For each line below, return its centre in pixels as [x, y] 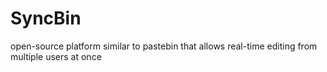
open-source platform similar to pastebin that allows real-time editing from [164, 46]
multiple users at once [56, 56]
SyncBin [46, 18]
